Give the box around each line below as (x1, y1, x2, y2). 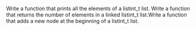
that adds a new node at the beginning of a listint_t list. (6, 18, 139, 24)
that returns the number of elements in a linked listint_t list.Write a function (6, 11, 187, 18)
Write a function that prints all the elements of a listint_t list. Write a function (6, 5, 190, 12)
